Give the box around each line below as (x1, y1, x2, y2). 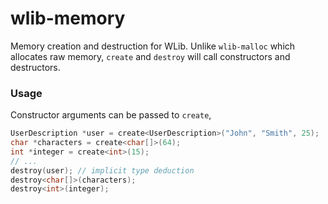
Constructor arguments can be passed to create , (10, 109, 212, 121)
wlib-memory (10, 7, 126, 30)
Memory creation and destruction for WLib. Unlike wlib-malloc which (10, 40, 296, 52)
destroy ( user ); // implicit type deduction (10, 165, 195, 176)
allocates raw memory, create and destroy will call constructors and (10, 50, 291, 62)
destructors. (10, 61, 61, 73)
